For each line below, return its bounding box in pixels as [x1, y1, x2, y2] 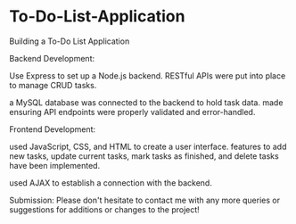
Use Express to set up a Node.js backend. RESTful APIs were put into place [9, 70, 286, 81]
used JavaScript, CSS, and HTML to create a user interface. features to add [9, 141, 287, 152]
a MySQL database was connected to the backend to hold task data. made [9, 96, 284, 108]
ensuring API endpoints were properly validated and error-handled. [9, 106, 256, 117]
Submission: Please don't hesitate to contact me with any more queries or [9, 195, 281, 205]
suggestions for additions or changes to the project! [9, 203, 201, 215]
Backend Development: [9, 53, 95, 63]
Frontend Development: [9, 123, 96, 135]
